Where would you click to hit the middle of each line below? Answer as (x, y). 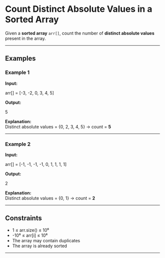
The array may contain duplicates (46, 240)
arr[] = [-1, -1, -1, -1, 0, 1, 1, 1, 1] (36, 164)
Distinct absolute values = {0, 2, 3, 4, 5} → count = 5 (58, 127)
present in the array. (26, 38)
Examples (20, 58)
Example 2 (18, 144)
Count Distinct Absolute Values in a (79, 9)
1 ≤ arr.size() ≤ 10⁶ (30, 230)
